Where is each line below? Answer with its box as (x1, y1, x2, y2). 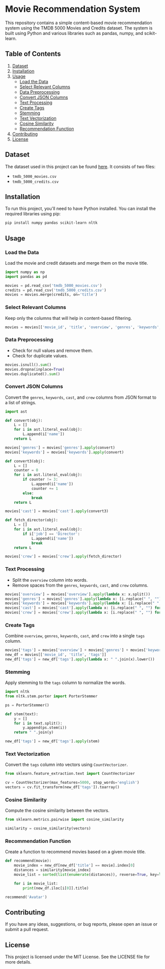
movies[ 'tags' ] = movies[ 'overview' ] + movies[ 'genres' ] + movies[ (5, 648, 146, 653)
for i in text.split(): (14, 721, 63, 726)
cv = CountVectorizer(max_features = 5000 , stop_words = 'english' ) (5, 780, 139, 785)
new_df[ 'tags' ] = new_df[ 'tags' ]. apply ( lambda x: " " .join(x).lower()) (5, 657, 155, 662)
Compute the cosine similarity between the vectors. (5, 807, 110, 814)
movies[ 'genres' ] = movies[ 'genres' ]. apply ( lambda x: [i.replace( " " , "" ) (5, 596, 162, 601)
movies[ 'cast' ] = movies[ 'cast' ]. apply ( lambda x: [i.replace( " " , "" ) (5, 605, 153, 611)
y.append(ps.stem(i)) (23, 726, 67, 730)
